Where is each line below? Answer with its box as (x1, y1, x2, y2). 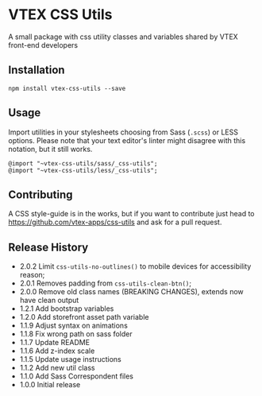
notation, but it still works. (8, 144, 93, 153)
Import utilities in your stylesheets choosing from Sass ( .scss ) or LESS (8, 127, 238, 137)
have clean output (19, 296, 79, 305)
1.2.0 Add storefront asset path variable (19, 313, 149, 322)
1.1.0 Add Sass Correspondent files (19, 371, 133, 381)
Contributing (8, 188, 73, 201)
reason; (19, 270, 45, 280)
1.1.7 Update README (19, 338, 90, 347)
